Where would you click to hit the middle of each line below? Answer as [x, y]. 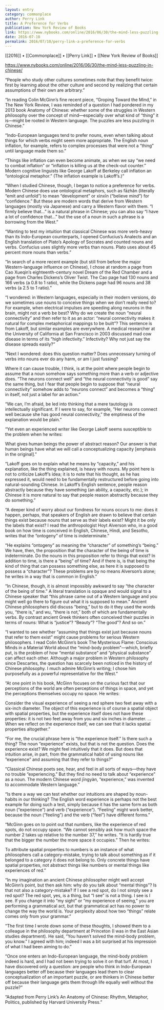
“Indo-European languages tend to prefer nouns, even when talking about [79, 135]
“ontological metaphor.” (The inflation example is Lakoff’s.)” [65, 176]
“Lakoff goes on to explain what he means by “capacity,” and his [70, 463]
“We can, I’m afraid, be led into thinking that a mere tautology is [69, 404]
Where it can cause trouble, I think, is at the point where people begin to [78, 368]
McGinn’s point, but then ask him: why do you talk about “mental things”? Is [81, 885]
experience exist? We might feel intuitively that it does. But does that [74, 749]
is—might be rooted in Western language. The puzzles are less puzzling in [80, 120]
